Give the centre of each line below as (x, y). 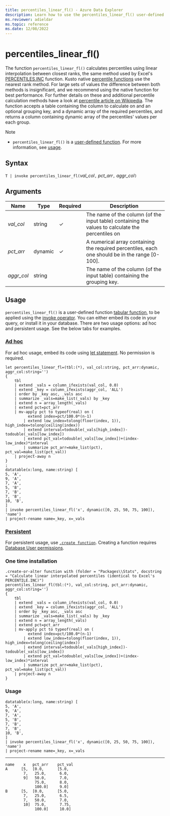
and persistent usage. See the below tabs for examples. (63, 328)
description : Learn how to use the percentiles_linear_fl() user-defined (85, 15)
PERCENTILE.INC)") (25, 580)
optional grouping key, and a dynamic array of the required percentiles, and (84, 111)
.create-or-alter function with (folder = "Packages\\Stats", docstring (83, 572)
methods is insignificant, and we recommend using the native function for (82, 90)
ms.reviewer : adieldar (29, 19)
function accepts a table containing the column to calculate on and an (78, 106)
